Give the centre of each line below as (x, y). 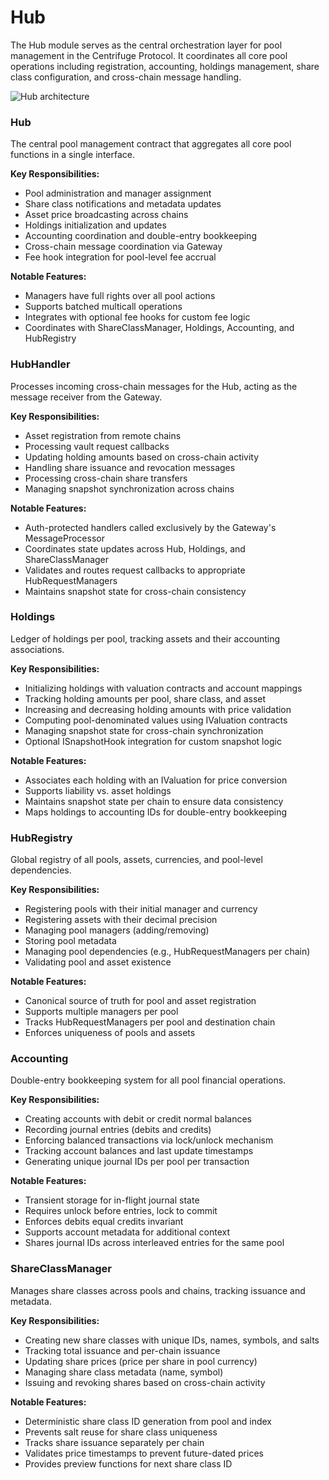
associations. (37, 649)
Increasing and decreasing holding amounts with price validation (158, 709)
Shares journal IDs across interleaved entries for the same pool (154, 1243)
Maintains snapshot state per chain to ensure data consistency (154, 801)
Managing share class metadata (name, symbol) (124, 1372)
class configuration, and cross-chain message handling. (126, 77)
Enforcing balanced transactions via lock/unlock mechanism (149, 1140)
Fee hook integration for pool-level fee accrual (120, 257)
